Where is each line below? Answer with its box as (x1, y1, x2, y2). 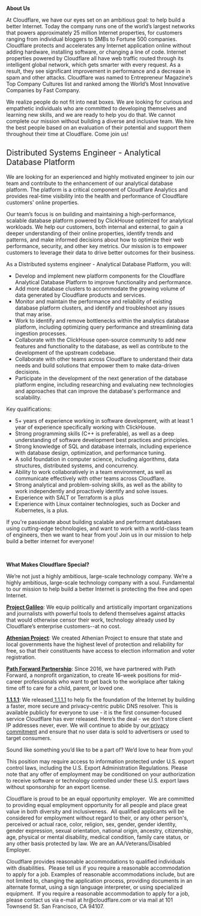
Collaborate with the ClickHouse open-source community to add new (14, 336, 187, 343)
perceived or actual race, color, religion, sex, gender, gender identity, (6, 820, 177, 827)
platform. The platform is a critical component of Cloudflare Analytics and (6, 185, 188, 193)
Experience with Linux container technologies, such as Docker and (14, 500, 181, 507)
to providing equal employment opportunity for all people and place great (6, 801, 187, 808)
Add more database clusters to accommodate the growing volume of (14, 285, 185, 292)
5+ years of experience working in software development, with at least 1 (14, 417, 194, 424)
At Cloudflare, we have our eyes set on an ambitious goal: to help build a (6, 16, 185, 23)
